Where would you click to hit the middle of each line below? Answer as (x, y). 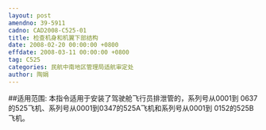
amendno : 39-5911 (37, 23)
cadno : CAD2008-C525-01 (48, 30)
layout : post (30, 15)
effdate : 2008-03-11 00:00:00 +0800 (69, 52)
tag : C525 (25, 60)
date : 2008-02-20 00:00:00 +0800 (64, 45)
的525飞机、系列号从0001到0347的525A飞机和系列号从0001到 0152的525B (131, 108)
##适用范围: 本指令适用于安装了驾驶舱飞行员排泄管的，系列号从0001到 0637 (133, 98)
